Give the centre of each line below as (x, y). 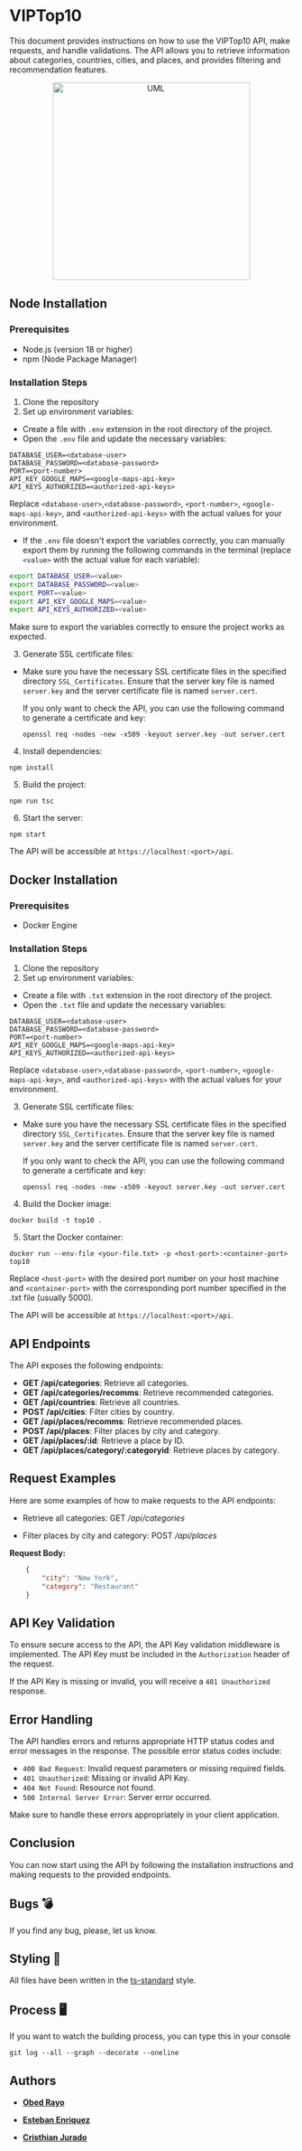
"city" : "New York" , (80, 1578)
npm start (28, 835)
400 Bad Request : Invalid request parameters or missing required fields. (154, 1769)
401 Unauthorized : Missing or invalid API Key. (106, 1778)
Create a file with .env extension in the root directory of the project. (147, 429)
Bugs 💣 (32, 1904)
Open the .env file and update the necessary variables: (124, 439)
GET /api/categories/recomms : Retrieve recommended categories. (148, 1392)
